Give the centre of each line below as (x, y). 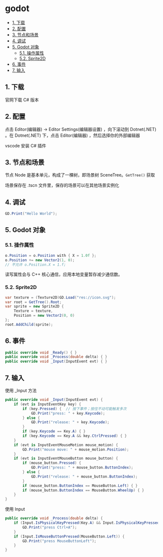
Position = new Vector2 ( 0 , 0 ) (44, 316)
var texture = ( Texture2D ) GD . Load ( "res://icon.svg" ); (61, 297)
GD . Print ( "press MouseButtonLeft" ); (59, 541)
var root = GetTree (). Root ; (33, 302)
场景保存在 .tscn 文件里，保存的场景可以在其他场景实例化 (62, 185)
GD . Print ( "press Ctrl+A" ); (50, 527)
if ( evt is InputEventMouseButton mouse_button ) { (66, 458)
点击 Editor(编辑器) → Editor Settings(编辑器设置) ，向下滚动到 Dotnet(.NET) (81, 129)
